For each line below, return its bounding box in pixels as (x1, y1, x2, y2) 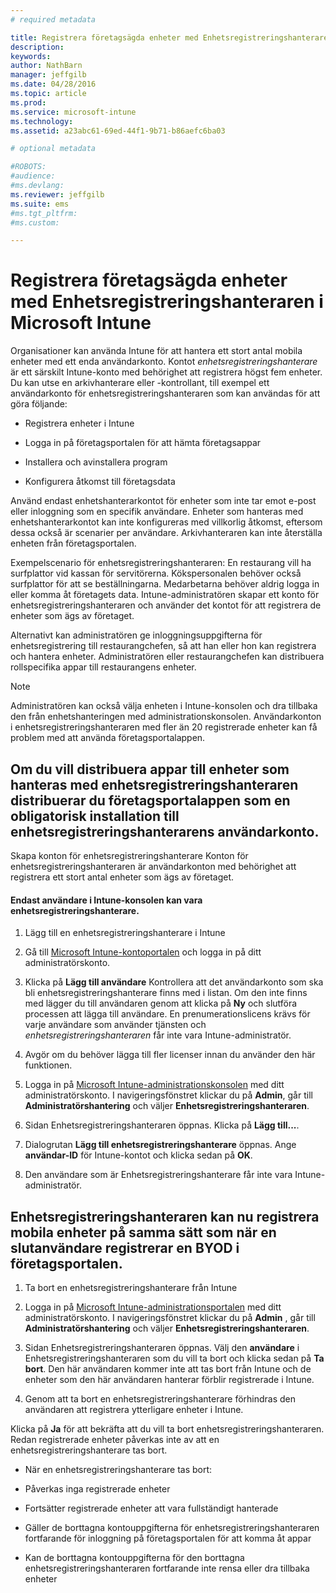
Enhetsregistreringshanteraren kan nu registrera (10, 1208, 320, 1225)
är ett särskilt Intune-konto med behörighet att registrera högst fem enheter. (10, 366, 323, 378)
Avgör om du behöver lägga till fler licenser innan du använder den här (24, 1049, 316, 1061)
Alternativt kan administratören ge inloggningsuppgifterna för (10, 629, 263, 641)
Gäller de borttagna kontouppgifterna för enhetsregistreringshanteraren (24, 1522, 320, 1534)
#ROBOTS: (10, 162, 47, 172)
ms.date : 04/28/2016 (10, 79, 97, 90)
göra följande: (10, 398, 68, 410)
